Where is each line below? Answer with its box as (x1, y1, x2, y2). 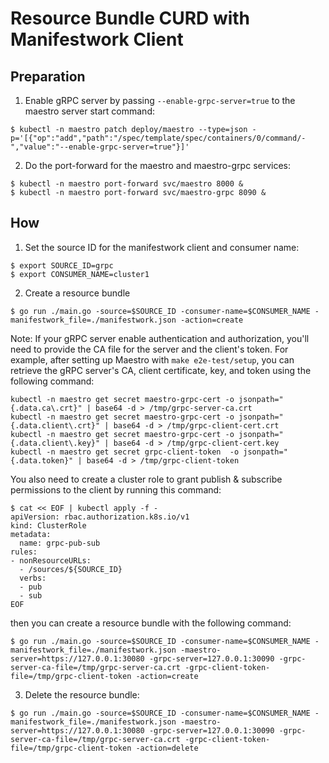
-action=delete (135, 743, 199, 753)
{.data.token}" (10, 455, 74, 466)
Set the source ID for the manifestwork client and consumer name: (24, 241, 300, 253)
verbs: (19, 573, 47, 583)
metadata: (10, 529, 52, 539)
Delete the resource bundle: (24, 688, 140, 701)
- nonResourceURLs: (10, 555, 92, 566)
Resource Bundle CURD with (10, 7, 251, 30)
